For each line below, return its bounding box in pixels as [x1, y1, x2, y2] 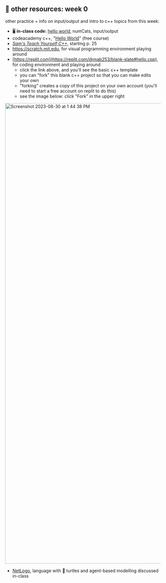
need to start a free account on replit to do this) [19, 88, 117, 94]
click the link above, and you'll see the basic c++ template [19, 66, 138, 72]
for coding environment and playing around [12, 62, 101, 67]
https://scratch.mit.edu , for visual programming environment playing [12, 46, 152, 52]
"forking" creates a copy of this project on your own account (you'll [19, 82, 157, 88]
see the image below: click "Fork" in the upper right [19, 93, 125, 99]
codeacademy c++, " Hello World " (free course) [12, 35, 109, 41]
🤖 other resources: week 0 [5, 5, 88, 13]
